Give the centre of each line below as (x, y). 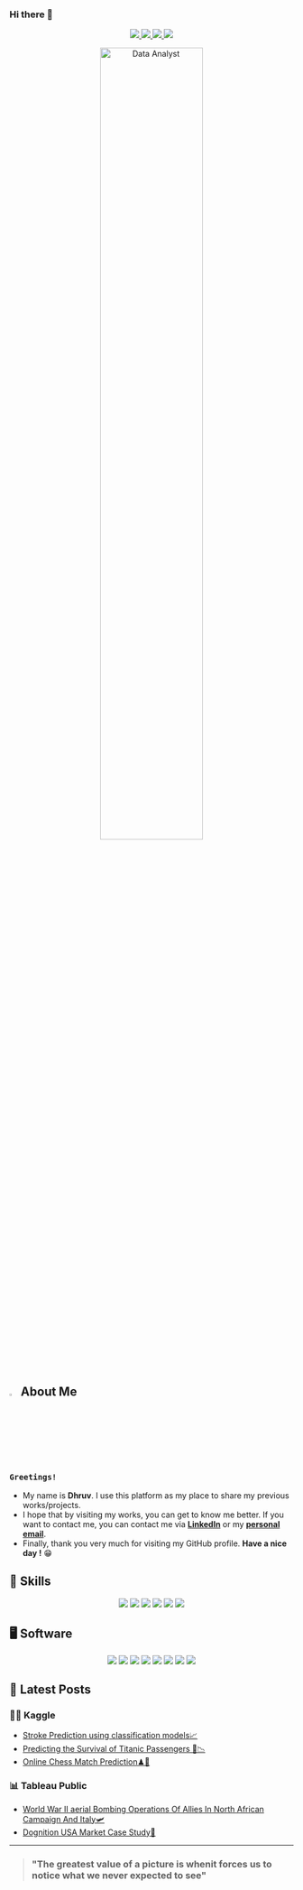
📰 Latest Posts (50, 1690)
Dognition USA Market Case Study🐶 (89, 1832)
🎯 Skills (30, 1582)
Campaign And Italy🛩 (64, 1819)
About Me (49, 1391)
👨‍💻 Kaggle (32, 1715)
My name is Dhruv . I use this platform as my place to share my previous (156, 1495)
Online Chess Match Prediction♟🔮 (86, 1762)
